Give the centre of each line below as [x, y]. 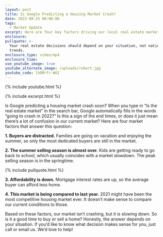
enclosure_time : [21, 59]
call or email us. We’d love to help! [39, 229]
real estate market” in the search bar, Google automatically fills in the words [81, 110]
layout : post [18, 9]
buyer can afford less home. [33, 184]
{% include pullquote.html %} [34, 170]
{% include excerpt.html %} [33, 96]
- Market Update [26, 28]
